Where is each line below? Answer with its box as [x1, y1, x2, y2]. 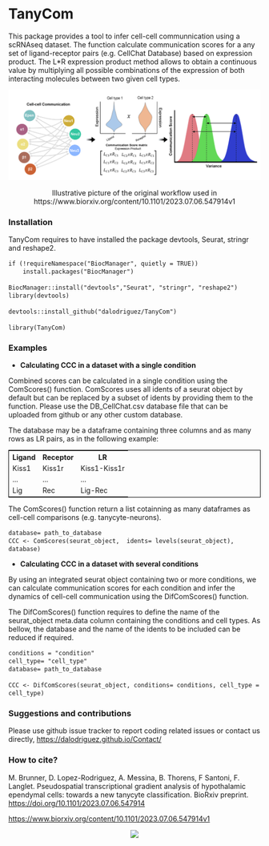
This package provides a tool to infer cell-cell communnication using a [8, 31, 240, 41]
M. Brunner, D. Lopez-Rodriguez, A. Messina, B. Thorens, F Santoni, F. [8, 772, 240, 782]
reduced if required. [8, 632, 74, 642]
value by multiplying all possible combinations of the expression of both [8, 65, 246, 75]
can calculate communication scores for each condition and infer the [8, 582, 235, 593]
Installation [8, 216, 54, 228]
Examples [8, 342, 48, 353]
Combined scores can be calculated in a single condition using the [8, 376, 228, 385]
